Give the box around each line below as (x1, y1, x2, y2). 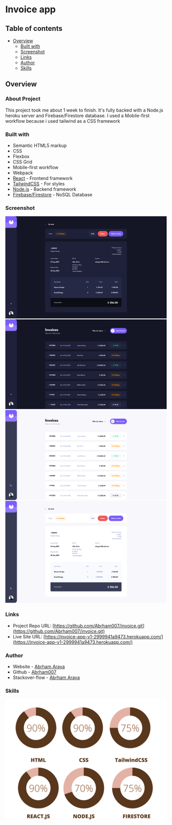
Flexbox (12, 153, 30, 159)
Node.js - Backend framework (12, 186, 77, 192)
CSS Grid (12, 158, 32, 165)
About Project (5, 95, 41, 102)
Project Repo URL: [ (12, 622, 55, 629)
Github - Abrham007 (12, 669, 57, 675)
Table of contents (5, 24, 62, 33)
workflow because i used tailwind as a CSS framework (5, 118, 120, 124)
